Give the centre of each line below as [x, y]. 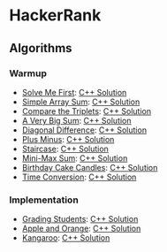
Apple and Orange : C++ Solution [81, 229]
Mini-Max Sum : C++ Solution [75, 158]
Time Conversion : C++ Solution [79, 177]
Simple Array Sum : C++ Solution [81, 102]
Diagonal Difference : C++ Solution [84, 130]
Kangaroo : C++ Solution [66, 238]
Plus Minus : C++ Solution [68, 139]
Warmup [28, 73]
